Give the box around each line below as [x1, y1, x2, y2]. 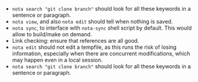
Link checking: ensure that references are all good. [12, 37, 139, 44]
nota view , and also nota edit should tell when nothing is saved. [12, 18, 173, 25]
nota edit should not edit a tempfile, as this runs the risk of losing [12, 43, 177, 51]
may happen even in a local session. [12, 57, 103, 63]
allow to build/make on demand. [12, 31, 92, 38]
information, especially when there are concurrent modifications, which [12, 50, 191, 57]
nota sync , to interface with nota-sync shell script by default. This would [12, 24, 192, 31]
